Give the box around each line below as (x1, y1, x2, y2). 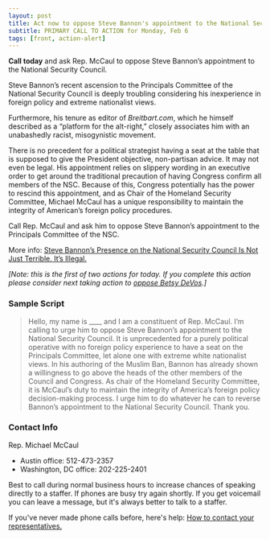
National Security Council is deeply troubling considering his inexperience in (8, 89, 261, 99)
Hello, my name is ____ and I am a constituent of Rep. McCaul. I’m (27, 316, 244, 326)
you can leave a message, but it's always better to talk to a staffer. (8, 496, 227, 507)
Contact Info (8, 422, 59, 433)
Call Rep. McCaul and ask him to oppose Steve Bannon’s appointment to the (8, 221, 260, 231)
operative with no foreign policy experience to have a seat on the (27, 342, 243, 352)
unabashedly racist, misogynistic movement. (8, 130, 157, 140)
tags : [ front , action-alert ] (8, 34, 106, 43)
